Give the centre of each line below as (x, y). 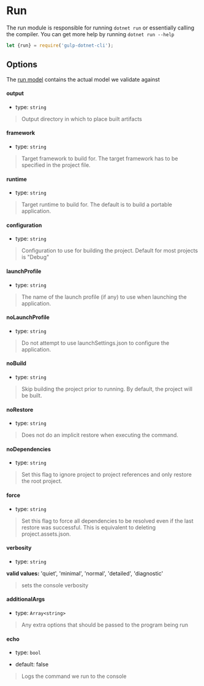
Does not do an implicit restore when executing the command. (100, 435)
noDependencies (28, 449)
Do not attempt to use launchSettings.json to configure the (95, 343)
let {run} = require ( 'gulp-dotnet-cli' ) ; (60, 45)
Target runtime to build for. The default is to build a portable (97, 205)
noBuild (16, 363)
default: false (32, 665)
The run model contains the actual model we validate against (83, 79)
